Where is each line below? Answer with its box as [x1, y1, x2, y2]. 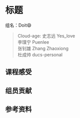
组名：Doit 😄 [5, 22, 32, 28]
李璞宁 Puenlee [17, 39, 49, 45]
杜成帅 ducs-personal [17, 51, 63, 58]
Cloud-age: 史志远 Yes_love [17, 33, 75, 39]
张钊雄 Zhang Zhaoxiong [17, 45, 69, 51]
